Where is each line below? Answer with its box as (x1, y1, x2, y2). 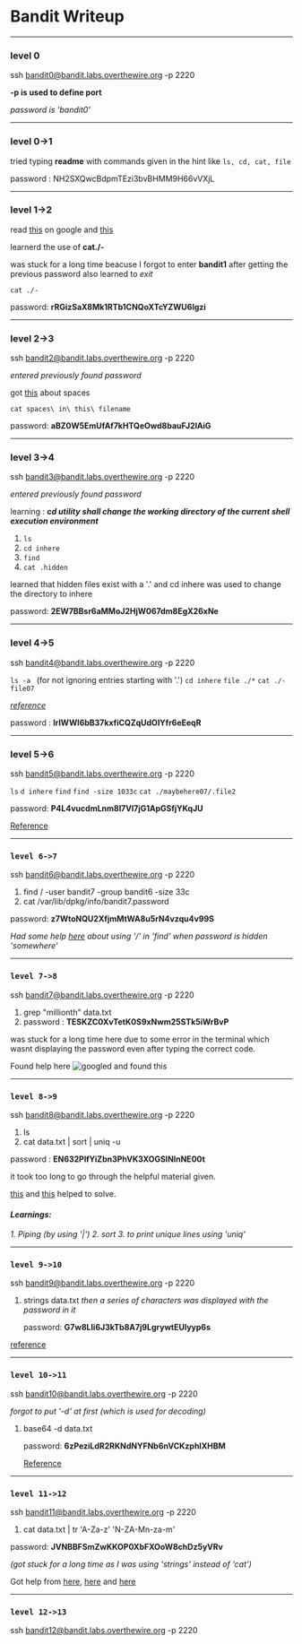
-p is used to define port (10, 87, 102, 98)
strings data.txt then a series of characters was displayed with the (22, 1295, 269, 1306)
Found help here (10, 1060, 71, 1071)
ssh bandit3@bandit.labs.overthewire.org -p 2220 (10, 472, 195, 482)
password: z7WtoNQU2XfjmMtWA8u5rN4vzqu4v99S (10, 913, 214, 924)
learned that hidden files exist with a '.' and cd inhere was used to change (10, 579, 281, 590)
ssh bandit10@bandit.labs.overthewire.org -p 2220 (10, 1388, 198, 1399)
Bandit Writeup (10, 6, 125, 27)
